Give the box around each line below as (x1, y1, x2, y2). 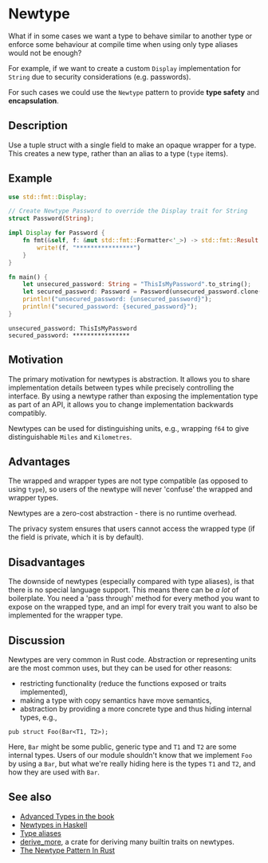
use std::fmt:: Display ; (8, 193, 88, 201)
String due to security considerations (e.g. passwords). (8, 72, 191, 81)
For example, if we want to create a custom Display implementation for (8, 63, 242, 73)
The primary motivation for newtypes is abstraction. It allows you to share (8, 374, 250, 383)
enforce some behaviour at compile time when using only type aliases (8, 39, 238, 49)
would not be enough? (8, 48, 82, 57)
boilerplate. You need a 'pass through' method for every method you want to (8, 594, 260, 603)
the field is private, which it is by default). (8, 532, 144, 542)
